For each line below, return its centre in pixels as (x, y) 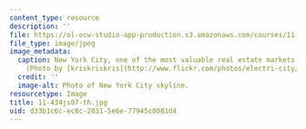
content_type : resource (55, 18)
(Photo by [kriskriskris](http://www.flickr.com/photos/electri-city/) (164, 69)
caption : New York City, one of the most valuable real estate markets (157, 60)
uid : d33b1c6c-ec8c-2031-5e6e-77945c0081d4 (93, 111)
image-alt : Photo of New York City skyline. (103, 85)
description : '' (40, 26)
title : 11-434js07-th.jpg (58, 102)
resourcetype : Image (49, 94)
